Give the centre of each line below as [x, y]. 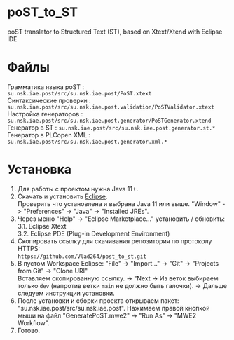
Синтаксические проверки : [49, 100]
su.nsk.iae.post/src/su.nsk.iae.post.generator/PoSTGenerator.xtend [109, 121]
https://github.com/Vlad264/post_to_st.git [82, 257]
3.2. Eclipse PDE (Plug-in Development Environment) [94, 233]
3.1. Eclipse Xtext [42, 226]
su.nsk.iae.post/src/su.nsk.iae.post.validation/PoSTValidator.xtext [111, 107]
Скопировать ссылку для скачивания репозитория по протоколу [115, 241]
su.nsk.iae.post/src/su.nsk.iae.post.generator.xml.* [88, 142]
